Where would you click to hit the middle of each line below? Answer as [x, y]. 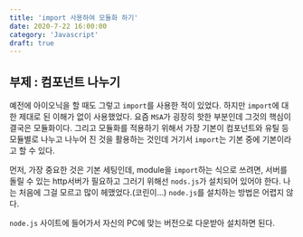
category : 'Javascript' [54, 34]
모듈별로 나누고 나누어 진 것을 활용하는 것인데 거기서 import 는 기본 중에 [135, 139]
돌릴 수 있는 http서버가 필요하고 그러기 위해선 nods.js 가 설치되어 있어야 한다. [146, 181]
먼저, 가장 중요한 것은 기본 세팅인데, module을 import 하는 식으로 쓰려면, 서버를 [148, 170]
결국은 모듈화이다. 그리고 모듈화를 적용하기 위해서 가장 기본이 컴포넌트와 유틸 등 [149, 128]
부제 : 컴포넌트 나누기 [65, 82]
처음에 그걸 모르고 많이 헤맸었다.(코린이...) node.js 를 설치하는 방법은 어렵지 [151, 193]
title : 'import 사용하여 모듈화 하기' [74, 18]
